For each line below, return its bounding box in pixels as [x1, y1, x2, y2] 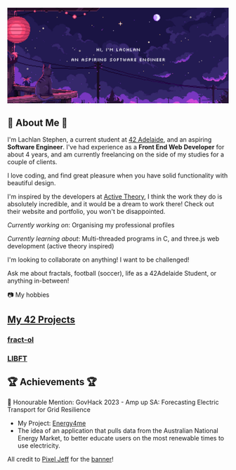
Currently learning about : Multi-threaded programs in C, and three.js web [7, 234, 220, 243]
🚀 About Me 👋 [7, 116, 68, 128]
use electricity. [17, 441, 61, 450]
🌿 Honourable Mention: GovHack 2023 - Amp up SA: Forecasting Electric [7, 398, 219, 407]
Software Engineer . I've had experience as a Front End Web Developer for [7, 143, 225, 152]
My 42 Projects [7, 314, 76, 325]
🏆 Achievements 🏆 [7, 376, 97, 388]
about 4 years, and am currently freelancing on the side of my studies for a [7, 150, 225, 159]
